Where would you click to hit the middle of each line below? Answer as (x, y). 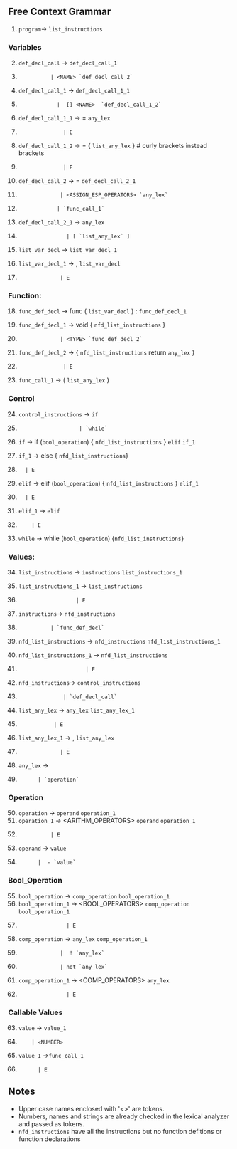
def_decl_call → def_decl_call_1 (68, 63)
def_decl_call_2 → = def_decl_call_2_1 (77, 181)
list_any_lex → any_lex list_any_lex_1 (77, 710)
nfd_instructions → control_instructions (79, 682)
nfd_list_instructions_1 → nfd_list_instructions (93, 655)
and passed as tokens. (51, 1123)
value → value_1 (42, 1027)
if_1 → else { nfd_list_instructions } (73, 456)
